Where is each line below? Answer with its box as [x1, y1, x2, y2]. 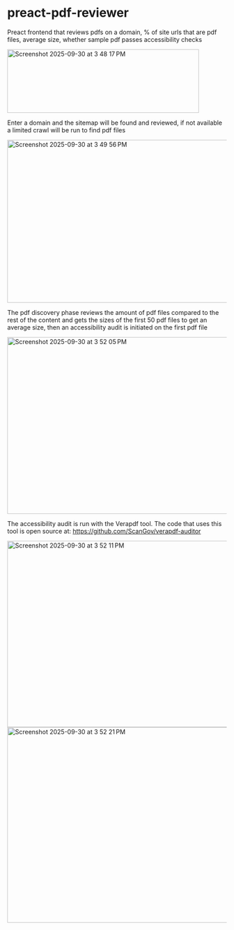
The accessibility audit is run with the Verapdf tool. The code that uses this [7, 519, 222, 527]
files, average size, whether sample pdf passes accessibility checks [7, 35, 203, 43]
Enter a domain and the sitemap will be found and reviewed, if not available [7, 118, 223, 127]
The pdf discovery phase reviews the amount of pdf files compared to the [7, 308, 219, 316]
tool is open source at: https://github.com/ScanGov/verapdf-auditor [7, 527, 201, 535]
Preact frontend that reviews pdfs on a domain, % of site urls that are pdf [7, 28, 217, 36]
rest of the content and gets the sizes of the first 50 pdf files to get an [7, 316, 208, 324]
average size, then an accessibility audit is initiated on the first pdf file [7, 323, 208, 332]
